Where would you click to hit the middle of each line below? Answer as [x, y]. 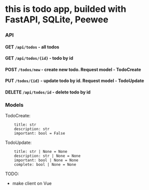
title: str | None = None [41, 152]
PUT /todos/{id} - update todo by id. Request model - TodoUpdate [75, 81]
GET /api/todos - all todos [32, 47]
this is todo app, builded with [66, 9]
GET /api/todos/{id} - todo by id [39, 58]
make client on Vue [32, 184]
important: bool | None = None [46, 160]
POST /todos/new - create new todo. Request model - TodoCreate [73, 69]
